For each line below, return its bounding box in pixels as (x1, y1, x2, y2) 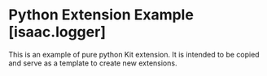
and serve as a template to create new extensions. (8, 58, 177, 68)
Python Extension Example (8, 6, 194, 24)
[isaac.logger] (8, 23, 106, 41)
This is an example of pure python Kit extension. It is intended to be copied (8, 49, 260, 59)
